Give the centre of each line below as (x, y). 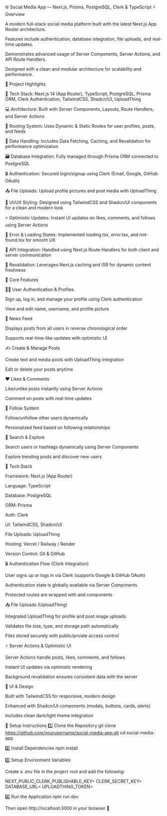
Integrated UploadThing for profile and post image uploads (66, 616)
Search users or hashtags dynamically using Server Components (72, 447)
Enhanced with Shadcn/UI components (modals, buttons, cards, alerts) (78, 706)
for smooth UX (41, 240)
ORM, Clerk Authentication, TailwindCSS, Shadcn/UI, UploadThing (73, 99)
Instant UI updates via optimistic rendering (49, 667)
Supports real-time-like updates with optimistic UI (56, 338)
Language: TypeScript (28, 486)
